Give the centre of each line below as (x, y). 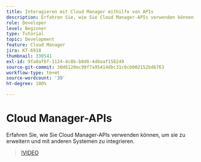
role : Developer (26, 23)
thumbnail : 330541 (29, 56)
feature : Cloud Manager (36, 45)
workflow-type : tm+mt (33, 73)
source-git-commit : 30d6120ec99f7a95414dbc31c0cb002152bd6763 (85, 67)
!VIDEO (30, 152)
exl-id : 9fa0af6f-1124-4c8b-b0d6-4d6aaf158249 (65, 61)
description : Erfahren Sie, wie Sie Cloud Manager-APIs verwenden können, (101, 17)
